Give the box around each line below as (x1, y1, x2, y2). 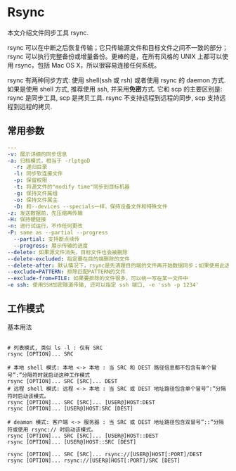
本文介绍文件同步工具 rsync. (7, 28, 89, 37)
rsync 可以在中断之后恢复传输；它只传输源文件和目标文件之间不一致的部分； (7, 43, 228, 51)
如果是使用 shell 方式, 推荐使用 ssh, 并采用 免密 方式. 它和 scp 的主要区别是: (7, 84, 223, 93)
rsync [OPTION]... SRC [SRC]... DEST (7, 377, 118, 384)
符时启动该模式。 (7, 392, 50, 400)
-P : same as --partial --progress (7, 230, 109, 237)
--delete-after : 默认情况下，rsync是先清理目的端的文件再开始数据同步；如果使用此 (7, 262, 225, 269)
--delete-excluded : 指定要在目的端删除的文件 (7, 255, 130, 263)
